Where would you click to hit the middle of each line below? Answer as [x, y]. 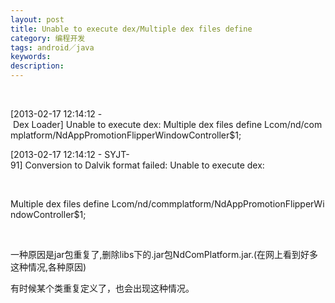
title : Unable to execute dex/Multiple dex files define [131, 29]
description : [37, 66]
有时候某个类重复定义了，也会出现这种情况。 [102, 288]
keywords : [31, 57]
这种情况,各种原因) [48, 267]
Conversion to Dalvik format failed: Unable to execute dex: [144, 165]
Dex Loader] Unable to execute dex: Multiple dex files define [137, 124]
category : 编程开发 [48, 38]
